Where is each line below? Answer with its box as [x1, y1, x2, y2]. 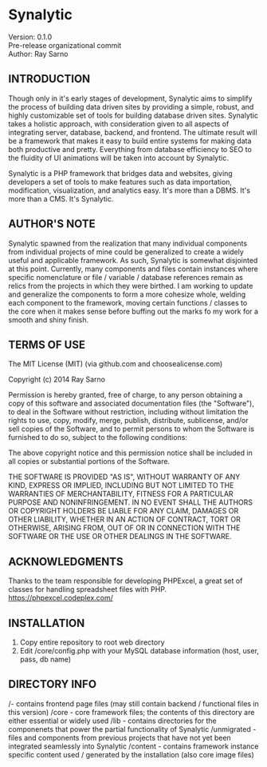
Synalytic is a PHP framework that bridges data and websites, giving [8, 168, 233, 178]
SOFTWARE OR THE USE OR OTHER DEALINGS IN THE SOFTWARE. [8, 532, 232, 541]
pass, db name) [19, 654, 72, 664]
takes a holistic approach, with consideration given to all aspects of [8, 118, 230, 129]
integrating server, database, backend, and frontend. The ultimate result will [8, 127, 257, 137]
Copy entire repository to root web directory [19, 637, 165, 647]
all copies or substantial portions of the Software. [8, 457, 170, 466]
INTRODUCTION [8, 72, 91, 86]
